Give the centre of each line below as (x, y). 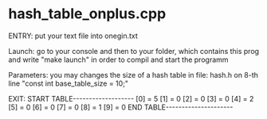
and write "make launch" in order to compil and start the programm (118, 59)
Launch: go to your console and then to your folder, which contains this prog (134, 51)
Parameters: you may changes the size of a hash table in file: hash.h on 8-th (133, 75)
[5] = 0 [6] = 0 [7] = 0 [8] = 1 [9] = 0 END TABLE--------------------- (121, 107)
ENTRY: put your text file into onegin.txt (73, 36)
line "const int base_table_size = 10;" (69, 83)
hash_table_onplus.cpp (87, 14)
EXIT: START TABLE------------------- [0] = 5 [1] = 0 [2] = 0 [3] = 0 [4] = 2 (131, 98)
